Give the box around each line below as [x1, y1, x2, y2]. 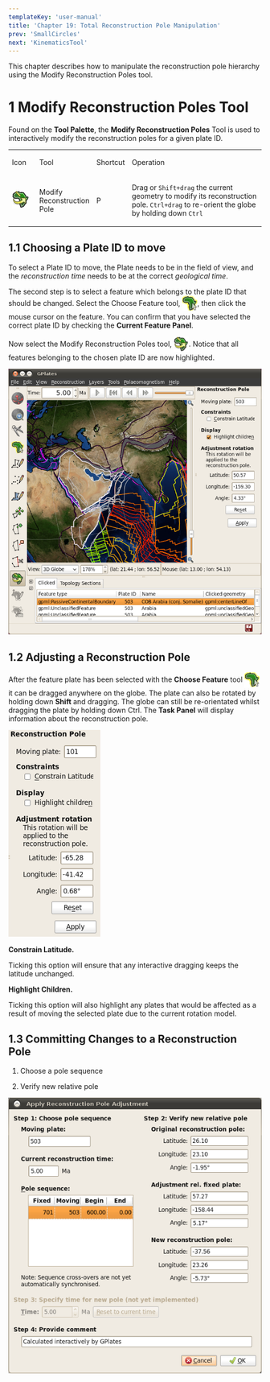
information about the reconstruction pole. [8, 714, 149, 724]
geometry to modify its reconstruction [131, 192, 257, 201]
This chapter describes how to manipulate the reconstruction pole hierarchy [8, 61, 260, 72]
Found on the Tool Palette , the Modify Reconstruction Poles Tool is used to [8, 125, 260, 134]
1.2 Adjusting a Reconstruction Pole [8, 650, 190, 664]
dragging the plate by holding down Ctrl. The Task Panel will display [8, 705, 235, 716]
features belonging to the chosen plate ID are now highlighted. [8, 353, 215, 362]
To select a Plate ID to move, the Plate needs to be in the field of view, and [8, 262, 254, 272]
